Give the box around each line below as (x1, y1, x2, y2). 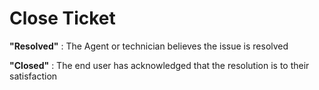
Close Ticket (9, 7, 116, 30)
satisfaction (9, 70, 58, 82)
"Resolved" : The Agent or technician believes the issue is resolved (9, 40, 289, 52)
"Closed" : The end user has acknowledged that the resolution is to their (9, 59, 310, 71)
